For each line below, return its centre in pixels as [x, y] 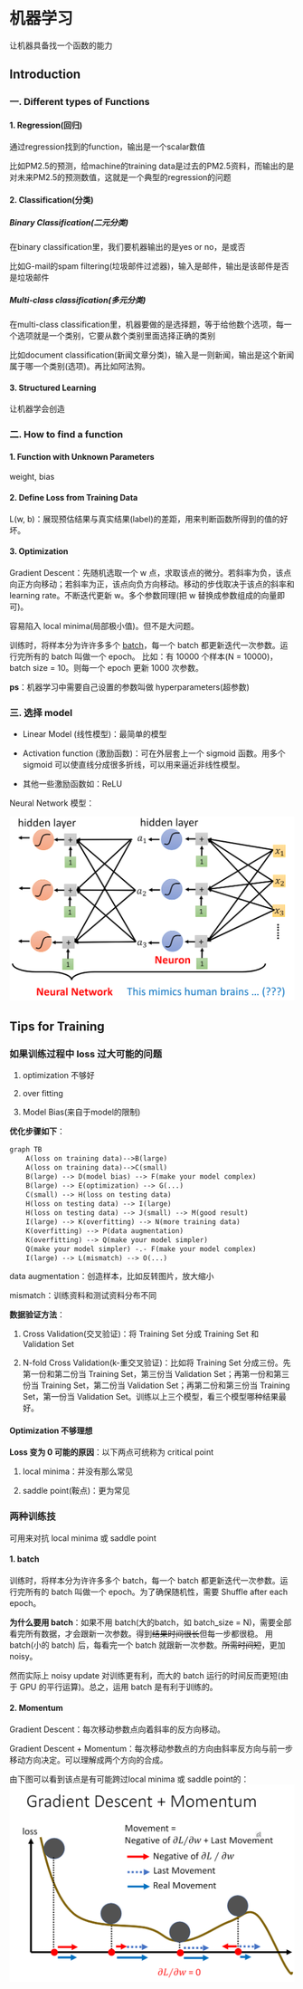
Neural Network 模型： [52, 803]
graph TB [26, 1150]
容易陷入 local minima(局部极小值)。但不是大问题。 [104, 626]
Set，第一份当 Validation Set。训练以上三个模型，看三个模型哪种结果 [150, 1397]
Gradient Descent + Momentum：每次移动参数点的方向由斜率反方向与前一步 [151, 1748]
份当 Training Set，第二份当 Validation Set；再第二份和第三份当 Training [156, 1385]
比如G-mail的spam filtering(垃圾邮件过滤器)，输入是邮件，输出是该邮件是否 [149, 266]
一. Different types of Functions [80, 102]
